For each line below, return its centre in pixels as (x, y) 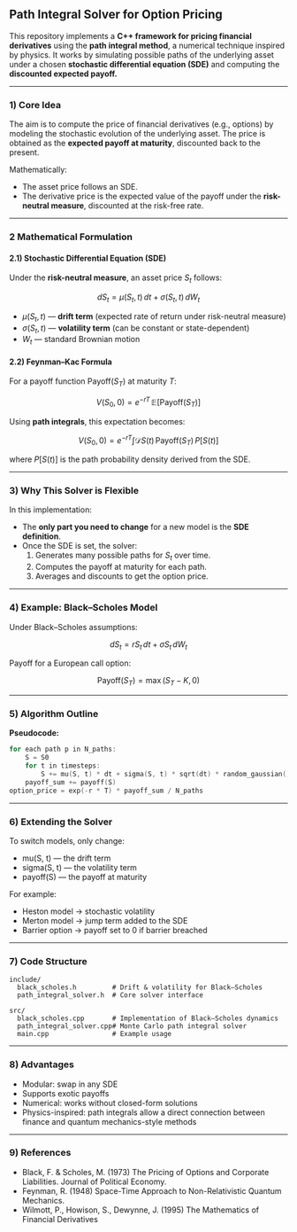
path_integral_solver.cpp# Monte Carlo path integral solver (132, 1026)
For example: (33, 893)
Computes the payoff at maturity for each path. (121, 567)
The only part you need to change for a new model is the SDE (135, 527)
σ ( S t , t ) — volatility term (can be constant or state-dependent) (136, 329)
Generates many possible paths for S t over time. (123, 556)
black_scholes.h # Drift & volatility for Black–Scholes (140, 987)
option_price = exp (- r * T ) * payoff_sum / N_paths (106, 791)
